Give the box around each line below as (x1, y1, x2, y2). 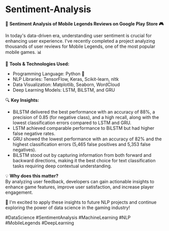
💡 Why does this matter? (5, 172, 58, 179)
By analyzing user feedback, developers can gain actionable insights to (5, 178, 155, 184)
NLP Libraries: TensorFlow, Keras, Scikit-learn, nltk (12, 76, 119, 82)
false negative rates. (12, 130, 56, 136)
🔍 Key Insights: (5, 97, 40, 103)
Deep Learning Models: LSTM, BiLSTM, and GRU (12, 86, 115, 93)
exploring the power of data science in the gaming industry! (5, 205, 130, 211)
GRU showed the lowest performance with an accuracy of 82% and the (12, 136, 162, 142)
